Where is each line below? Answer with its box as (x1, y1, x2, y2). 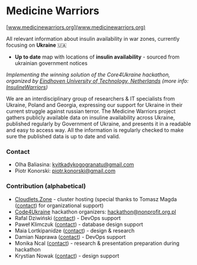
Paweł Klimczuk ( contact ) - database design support (14, 221, 143, 228)
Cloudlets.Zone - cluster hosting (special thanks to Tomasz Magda (14, 195, 177, 202)
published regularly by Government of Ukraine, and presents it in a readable (6, 120, 191, 127)
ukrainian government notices (14, 59, 88, 66)
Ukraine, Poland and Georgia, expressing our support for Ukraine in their (6, 101, 183, 108)
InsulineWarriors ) (6, 83, 49, 91)
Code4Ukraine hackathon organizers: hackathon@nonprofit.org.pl (14, 208, 176, 215)
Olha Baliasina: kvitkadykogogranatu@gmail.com (14, 161, 134, 168)
